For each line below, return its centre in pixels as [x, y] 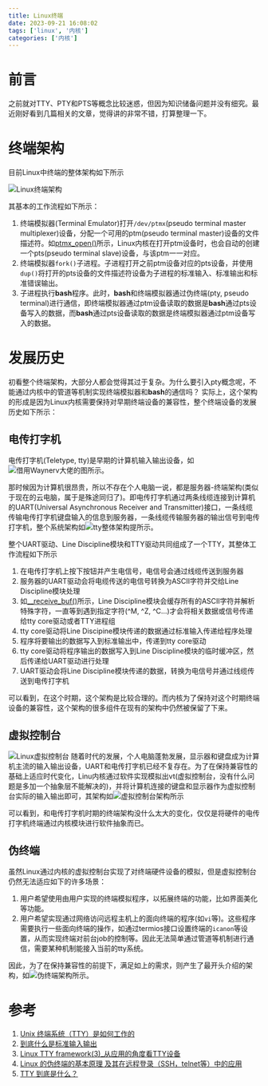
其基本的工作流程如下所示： [54, 206]
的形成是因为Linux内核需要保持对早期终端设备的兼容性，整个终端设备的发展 [132, 402]
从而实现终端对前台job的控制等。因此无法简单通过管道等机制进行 [140, 938]
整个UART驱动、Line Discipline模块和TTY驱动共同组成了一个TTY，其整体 [129, 544]
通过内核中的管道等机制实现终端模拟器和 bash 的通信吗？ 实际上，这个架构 [136, 392]
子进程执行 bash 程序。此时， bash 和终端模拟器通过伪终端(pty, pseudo [134, 293]
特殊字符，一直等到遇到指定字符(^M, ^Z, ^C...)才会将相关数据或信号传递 [136, 611]
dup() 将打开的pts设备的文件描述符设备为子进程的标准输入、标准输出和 [135, 273]
